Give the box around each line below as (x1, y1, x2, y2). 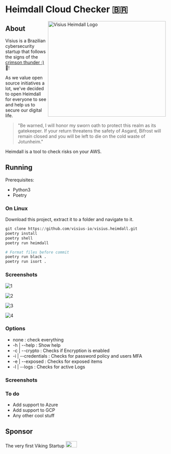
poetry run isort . (5, 259, 47, 264)
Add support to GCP (12, 407, 55, 413)
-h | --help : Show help (12, 342, 61, 348)
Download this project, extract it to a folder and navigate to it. (5, 217, 134, 223)
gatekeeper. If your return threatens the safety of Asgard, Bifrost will (17, 128, 161, 133)
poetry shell (5, 235, 33, 241)
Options (5, 325, 25, 332)
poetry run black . (5, 254, 47, 259)
